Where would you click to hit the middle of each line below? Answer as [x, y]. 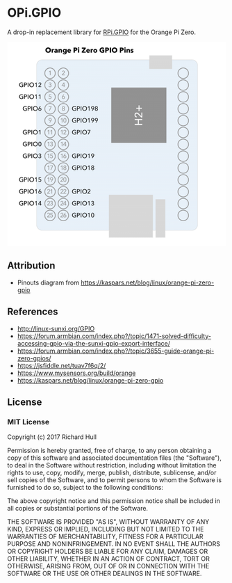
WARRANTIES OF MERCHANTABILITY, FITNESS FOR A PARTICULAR [105, 536]
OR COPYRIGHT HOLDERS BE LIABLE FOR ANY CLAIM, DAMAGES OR [108, 552]
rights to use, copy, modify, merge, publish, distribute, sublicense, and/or [112, 473]
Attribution [31, 266]
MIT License [28, 422]
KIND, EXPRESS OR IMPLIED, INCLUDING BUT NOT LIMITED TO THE [106, 529]
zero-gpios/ [34, 358]
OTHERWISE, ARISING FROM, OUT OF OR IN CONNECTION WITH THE [108, 566]
